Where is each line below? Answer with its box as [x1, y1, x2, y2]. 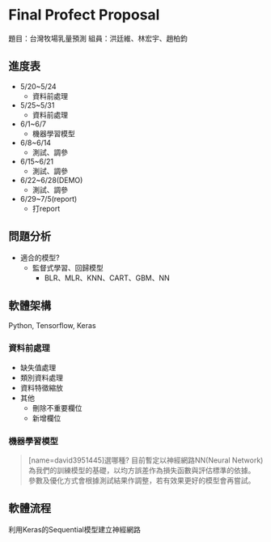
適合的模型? [19, 253, 60, 262]
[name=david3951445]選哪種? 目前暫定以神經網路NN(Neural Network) [28, 455, 264, 465]
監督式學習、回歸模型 [32, 262, 104, 272]
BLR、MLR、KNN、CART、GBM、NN [44, 273, 170, 283]
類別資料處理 [19, 373, 63, 382]
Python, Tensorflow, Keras [8, 321, 96, 331]
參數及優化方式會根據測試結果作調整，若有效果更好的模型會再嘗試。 [28, 476, 256, 485]
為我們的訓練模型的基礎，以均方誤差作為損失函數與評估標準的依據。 [28, 465, 256, 475]
